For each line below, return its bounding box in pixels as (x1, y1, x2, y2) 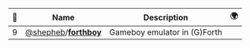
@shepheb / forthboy (24, 27, 103, 38)
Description (143, 12, 188, 23)
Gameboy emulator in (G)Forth (109, 27, 222, 38)
